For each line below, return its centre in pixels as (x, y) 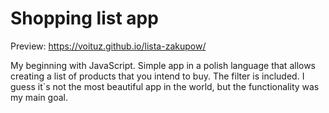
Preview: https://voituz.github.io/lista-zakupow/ (108, 46)
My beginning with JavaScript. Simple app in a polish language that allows (163, 65)
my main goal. (39, 97)
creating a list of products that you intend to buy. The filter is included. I (157, 76)
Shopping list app (84, 18)
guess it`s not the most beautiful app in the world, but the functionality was (165, 86)
